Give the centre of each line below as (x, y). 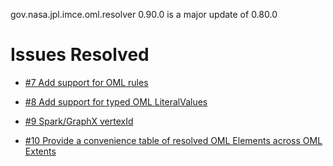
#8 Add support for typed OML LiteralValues (116, 101)
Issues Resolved (80, 55)
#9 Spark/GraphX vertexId (79, 121)
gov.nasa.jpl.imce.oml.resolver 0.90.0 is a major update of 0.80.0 (144, 14)
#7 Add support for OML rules (86, 82)
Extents (40, 151)
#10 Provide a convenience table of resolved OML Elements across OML (173, 140)
